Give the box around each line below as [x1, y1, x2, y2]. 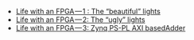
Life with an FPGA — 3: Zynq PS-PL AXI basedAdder [15, 24, 186, 32]
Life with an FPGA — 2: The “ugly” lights [15, 15, 145, 24]
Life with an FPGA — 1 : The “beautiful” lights [15, 7, 161, 16]
